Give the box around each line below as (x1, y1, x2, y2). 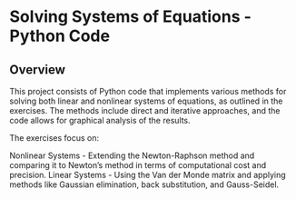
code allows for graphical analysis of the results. (9, 115, 191, 125)
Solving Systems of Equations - (9, 6, 252, 27)
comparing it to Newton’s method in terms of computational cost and (9, 160, 266, 170)
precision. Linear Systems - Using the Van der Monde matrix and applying (9, 170, 286, 180)
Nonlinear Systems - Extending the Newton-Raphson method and (9, 150, 255, 161)
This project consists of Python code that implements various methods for (9, 86, 287, 96)
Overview (9, 62, 66, 77)
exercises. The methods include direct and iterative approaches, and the (9, 105, 281, 115)
